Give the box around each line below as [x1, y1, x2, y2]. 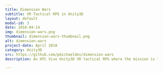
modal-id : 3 [5, 20, 29, 26]
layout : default [5, 16, 38, 21]
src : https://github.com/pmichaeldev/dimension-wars [5, 52, 114, 57]
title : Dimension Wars [5, 7, 51, 12]
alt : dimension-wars [5, 39, 47, 44]
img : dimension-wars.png [5, 29, 55, 34]
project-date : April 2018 [5, 43, 57, 48]
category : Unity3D [5, 47, 42, 52]
